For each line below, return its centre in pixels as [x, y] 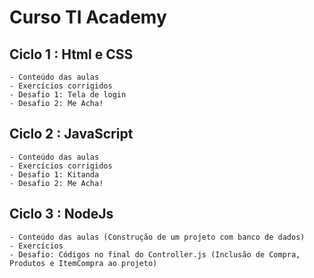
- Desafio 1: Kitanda [54, 174]
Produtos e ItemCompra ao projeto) [83, 263]
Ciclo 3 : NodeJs [61, 214]
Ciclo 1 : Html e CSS [71, 54]
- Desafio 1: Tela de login [68, 95]
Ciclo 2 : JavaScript [71, 134]
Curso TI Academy [88, 17]
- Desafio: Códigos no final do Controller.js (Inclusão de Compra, [155, 254]
